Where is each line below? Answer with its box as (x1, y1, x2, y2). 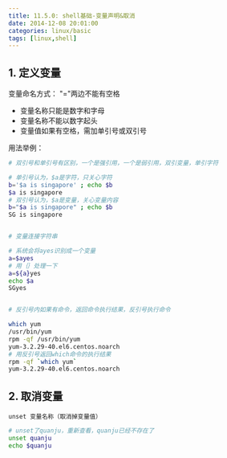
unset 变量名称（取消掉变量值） (8, 413, 102, 421)
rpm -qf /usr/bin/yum (8, 335, 81, 343)
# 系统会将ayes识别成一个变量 (8, 247, 96, 256)
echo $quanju (8, 441, 52, 450)
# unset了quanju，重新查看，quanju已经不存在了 (8, 427, 155, 435)
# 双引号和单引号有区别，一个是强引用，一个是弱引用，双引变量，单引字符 (8, 159, 219, 167)
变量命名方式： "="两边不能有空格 (8, 89, 120, 99)
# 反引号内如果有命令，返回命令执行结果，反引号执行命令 (8, 306, 171, 314)
